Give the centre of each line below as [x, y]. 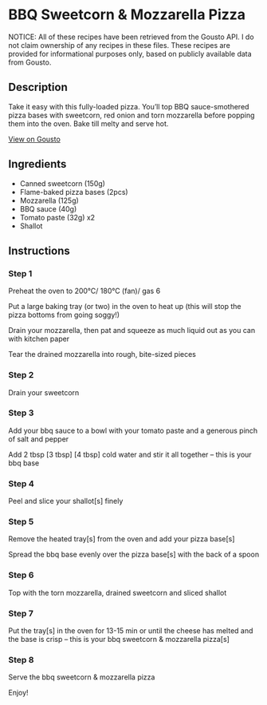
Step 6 [21, 575]
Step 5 [21, 522]
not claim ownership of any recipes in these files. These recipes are [120, 45]
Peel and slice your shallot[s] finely [66, 501]
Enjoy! [19, 693]
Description [38, 87]
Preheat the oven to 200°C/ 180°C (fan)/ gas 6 [84, 291]
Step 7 [21, 613]
